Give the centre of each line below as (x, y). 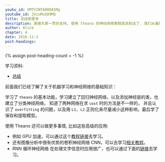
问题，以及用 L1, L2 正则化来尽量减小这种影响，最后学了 (102, 109)
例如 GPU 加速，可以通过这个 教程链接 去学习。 (59, 136)
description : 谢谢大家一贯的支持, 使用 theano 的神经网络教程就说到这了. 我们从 (80, 23)
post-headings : (21, 42)
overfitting (27, 109)
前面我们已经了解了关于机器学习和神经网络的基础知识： (61, 86)
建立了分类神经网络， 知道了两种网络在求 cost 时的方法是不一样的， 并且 (79, 103)
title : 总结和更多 (22, 19)
